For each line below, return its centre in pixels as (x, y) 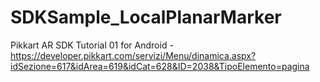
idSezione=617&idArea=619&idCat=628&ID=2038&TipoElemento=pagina (160, 66)
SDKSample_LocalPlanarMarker (146, 17)
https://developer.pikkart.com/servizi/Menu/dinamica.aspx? (133, 55)
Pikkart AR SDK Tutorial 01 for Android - (92, 45)
